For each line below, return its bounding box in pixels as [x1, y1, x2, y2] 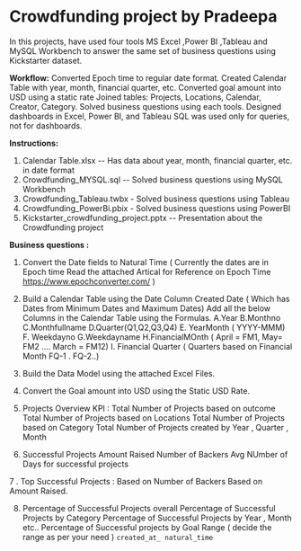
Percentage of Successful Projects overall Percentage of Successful [22, 502, 276, 513]
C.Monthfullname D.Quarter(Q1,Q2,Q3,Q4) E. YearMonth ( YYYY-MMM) [22, 322, 286, 333]
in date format [22, 164, 75, 175]
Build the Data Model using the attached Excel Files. [22, 368, 216, 378]
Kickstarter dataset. [9, 55, 83, 66]
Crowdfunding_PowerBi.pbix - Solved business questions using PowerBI [22, 202, 291, 213]
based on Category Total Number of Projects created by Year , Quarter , [22, 422, 289, 432]
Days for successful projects [22, 458, 128, 469]
